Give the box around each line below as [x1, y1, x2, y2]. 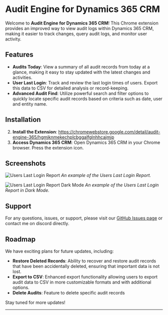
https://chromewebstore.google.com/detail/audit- [58, 128, 160, 134]
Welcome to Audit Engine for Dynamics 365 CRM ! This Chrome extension [5, 20, 158, 26]
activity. [5, 36, 21, 42]
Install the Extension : [12, 128, 57, 134]
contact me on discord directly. [5, 220, 69, 226]
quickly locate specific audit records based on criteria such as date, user [12, 95, 162, 101]
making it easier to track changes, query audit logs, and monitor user [5, 30, 147, 36]
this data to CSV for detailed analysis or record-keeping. [12, 85, 129, 91]
